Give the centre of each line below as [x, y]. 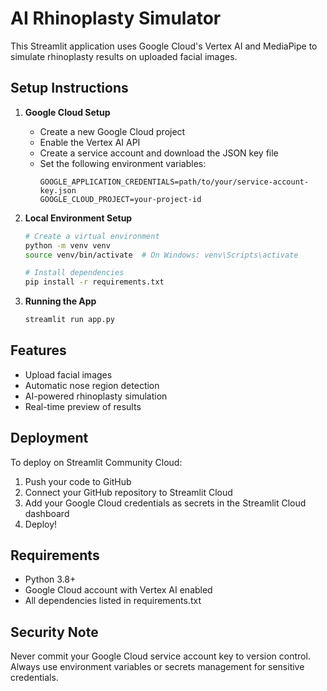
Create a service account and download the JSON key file [159, 153]
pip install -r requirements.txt [94, 282]
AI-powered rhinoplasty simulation [96, 396]
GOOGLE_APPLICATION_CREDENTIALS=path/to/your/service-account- [174, 182]
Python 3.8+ [50, 579]
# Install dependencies [74, 273]
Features [38, 350]
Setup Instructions [69, 88]
